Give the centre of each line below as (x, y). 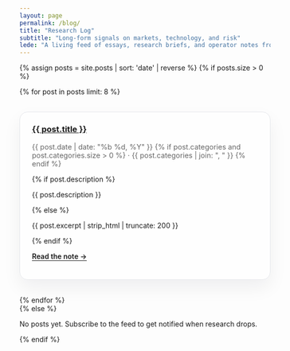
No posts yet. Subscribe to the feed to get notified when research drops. (139, 324)
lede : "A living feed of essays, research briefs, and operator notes (139, 45)
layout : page (41, 16)
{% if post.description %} (74, 179)
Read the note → (60, 256)
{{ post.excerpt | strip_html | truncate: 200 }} (105, 225)
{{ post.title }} (60, 130)
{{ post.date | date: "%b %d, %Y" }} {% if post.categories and (137, 146)
